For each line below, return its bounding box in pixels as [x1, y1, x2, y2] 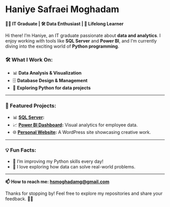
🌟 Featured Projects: [5, 102, 57, 110]
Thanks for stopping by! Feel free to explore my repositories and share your [5, 190, 163, 196]
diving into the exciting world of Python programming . [5, 43, 119, 49]
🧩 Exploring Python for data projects [12, 85, 91, 91]
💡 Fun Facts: [5, 147, 36, 154]
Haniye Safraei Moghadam [5, 4, 119, 15]
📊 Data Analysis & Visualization [12, 70, 82, 76]
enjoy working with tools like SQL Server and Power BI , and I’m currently [5, 38, 157, 44]
